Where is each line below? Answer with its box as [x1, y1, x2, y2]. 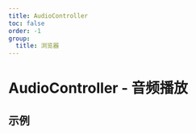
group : [8, 34, 31, 43]
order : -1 [8, 27, 42, 35]
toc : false [8, 19, 45, 27]
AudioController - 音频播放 [8, 79, 188, 98]
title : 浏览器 [15, 42, 60, 50]
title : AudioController [8, 11, 89, 20]
